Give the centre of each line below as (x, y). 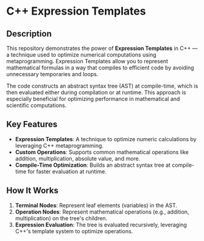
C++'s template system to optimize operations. (74, 231)
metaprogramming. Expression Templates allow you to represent (87, 61)
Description (29, 34)
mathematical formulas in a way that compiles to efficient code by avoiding (100, 68)
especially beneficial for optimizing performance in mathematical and (93, 99)
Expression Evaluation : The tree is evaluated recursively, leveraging (101, 225)
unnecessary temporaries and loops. (52, 74)
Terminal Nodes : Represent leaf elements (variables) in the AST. (96, 205)
